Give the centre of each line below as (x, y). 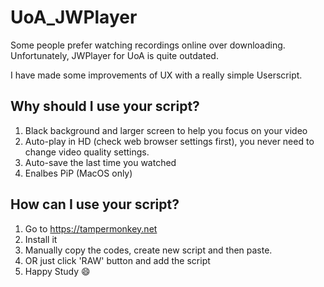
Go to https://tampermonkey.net (91, 228)
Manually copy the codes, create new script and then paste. (148, 250)
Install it (41, 239)
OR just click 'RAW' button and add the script (117, 260)
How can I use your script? (95, 204)
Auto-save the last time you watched (100, 162)
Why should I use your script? (105, 106)
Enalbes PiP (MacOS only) (78, 173)
